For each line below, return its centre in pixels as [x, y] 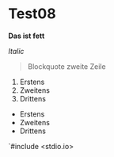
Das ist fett [27, 36]
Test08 [32, 14]
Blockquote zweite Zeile [66, 66]
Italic [16, 51]
